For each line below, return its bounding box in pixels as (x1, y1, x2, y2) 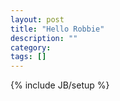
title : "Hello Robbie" (10, 24, 105, 34)
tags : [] (10, 52, 47, 62)
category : (10, 42, 52, 53)
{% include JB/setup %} (10, 79, 110, 91)
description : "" (10, 33, 78, 43)
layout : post (10, 14, 65, 25)
